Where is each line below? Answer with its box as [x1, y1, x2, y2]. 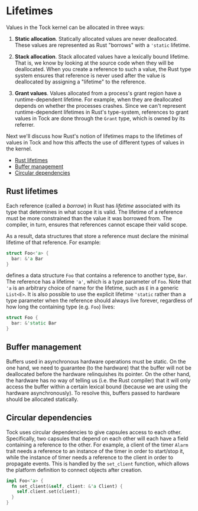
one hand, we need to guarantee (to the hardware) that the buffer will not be [6, 364, 192, 371]
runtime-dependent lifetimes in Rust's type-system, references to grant [14, 108, 189, 115]
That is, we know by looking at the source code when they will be [14, 59, 174, 66]
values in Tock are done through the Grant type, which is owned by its [14, 114, 185, 122]
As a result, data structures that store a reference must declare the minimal [6, 232, 189, 239]
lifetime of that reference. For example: [6, 239, 101, 246]
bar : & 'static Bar [11, 320, 57, 326]
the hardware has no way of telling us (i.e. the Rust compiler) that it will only [6, 377, 191, 384]
